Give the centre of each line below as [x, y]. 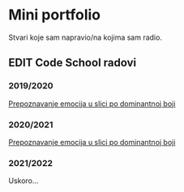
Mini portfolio [55, 15]
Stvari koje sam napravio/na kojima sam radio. [85, 37]
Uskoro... [24, 181]
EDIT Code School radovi [73, 63]
